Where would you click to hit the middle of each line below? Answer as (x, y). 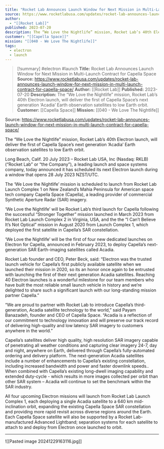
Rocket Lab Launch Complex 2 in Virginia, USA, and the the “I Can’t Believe (81, 219)
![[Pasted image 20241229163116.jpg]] (43, 441)
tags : (10, 46)
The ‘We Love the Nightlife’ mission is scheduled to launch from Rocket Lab (81, 184)
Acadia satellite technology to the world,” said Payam (82, 310)
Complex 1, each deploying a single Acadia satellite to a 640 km (69, 401)
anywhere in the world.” (29, 331)
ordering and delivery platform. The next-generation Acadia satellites (74, 356)
